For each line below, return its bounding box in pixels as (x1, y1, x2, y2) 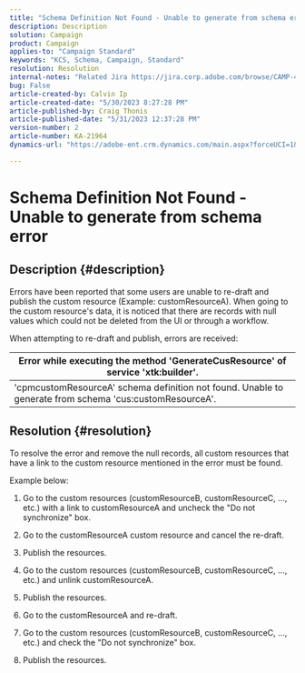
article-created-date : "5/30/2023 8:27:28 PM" (9, 97, 189, 107)
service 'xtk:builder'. (106, 366, 199, 378)
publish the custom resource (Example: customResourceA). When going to (9, 296, 289, 306)
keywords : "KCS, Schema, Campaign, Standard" (9, 55, 184, 65)
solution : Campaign (9, 30, 84, 39)
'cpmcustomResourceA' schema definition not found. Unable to (14, 381, 284, 394)
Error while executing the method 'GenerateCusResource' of (18, 354, 287, 367)
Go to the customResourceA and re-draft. (22, 609, 178, 620)
